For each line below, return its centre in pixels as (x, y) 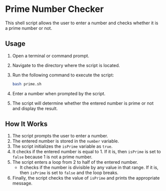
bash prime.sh (27, 84)
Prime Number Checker (55, 9)
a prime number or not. (29, 28)
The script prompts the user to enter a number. (60, 136)
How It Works (27, 124)
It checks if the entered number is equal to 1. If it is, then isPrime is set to (86, 152)
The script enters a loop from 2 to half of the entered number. (75, 162)
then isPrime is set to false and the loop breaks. (69, 173)
